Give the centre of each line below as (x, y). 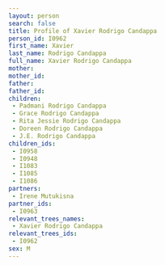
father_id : (27, 91)
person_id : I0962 (38, 38)
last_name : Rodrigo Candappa (57, 53)
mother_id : (27, 76)
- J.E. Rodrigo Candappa (53, 136)
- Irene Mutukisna (43, 196)
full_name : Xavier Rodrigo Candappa (70, 61)
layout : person (34, 16)
